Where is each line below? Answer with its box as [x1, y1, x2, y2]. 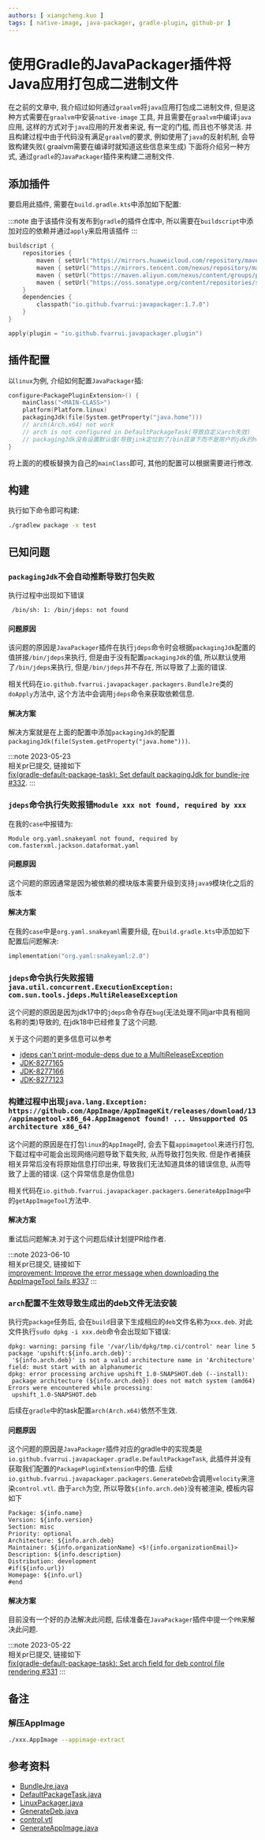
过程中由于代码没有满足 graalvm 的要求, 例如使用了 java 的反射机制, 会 [28, 132, 248, 142]
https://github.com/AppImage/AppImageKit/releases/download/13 [8, 1107, 256, 1116]
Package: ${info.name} [8, 1510, 83, 1517]
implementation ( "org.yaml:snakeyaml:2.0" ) [8, 952, 150, 961]
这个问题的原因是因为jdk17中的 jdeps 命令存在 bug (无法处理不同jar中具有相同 [8, 1007, 251, 1017]
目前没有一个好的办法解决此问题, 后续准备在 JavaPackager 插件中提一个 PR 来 [8, 1614, 248, 1625]
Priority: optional [8, 1530, 73, 1538]
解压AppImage [8, 1717, 65, 1728]
